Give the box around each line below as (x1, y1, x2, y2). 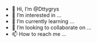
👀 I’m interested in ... (11, 12, 62, 19)
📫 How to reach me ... (11, 31, 66, 37)
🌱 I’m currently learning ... (11, 18, 75, 24)
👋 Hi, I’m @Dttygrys (11, 6, 59, 12)
